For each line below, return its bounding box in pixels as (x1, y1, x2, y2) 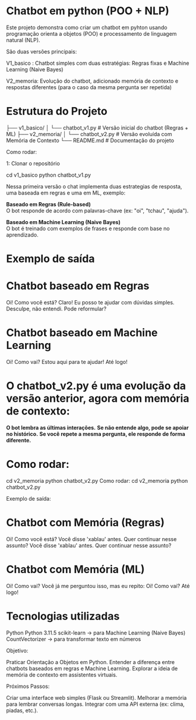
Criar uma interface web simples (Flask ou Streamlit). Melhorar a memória (6, 694, 187, 701)
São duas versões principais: (6, 48, 77, 55)
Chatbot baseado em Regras (6, 279, 150, 293)
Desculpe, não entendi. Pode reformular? (6, 305, 107, 312)
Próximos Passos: (6, 683, 50, 690)
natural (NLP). (6, 36, 40, 43)
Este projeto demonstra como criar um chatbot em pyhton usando (6, 24, 167, 31)
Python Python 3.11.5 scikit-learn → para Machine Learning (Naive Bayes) (6, 629, 186, 636)
